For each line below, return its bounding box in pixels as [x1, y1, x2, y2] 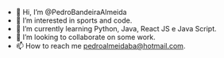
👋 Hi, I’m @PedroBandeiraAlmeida [15, 8, 127, 16]
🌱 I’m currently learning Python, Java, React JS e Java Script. [15, 24, 217, 33]
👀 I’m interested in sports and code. [15, 16, 133, 25]
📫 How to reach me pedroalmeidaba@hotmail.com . [15, 42, 186, 50]
